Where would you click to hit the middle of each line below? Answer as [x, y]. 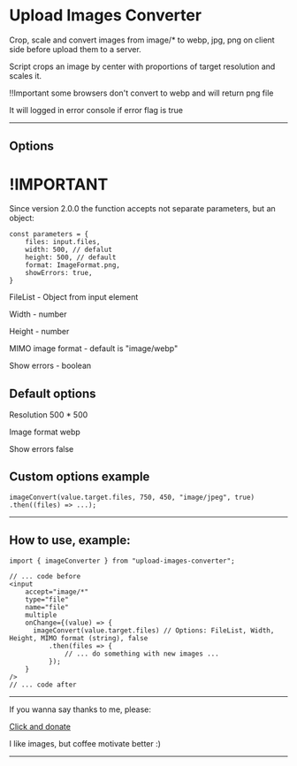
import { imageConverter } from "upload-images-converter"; [122, 561]
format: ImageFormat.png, [73, 265]
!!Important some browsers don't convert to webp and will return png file [141, 93]
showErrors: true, [59, 273]
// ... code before [45, 576]
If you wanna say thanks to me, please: [80, 709]
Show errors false [42, 449]
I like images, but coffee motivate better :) [85, 743]
